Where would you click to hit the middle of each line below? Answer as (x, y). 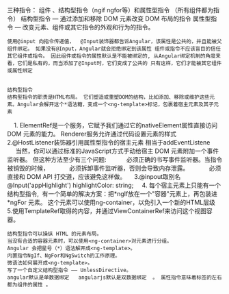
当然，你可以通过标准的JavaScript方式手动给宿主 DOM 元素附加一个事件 (117, 151)
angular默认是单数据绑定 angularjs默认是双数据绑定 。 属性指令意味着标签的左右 (114, 278)
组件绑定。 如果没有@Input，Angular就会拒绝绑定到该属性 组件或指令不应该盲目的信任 (114, 49)
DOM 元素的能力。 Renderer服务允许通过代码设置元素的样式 (92, 134)
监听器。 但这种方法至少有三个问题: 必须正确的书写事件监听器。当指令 (115, 159)
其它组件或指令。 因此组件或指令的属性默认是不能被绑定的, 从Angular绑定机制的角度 (111, 56)
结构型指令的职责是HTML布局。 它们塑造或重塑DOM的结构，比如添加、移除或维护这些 (108, 97)
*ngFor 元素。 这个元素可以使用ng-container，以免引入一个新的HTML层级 (111, 202)
